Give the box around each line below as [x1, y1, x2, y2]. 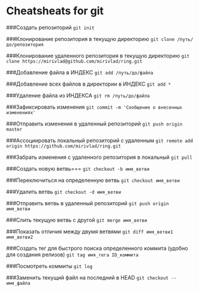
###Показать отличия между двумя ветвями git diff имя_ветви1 [6, 228, 173, 235]
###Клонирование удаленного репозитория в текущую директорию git [6, 52, 189, 59]
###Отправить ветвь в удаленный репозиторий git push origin [6, 199, 169, 206]
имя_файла [6, 280, 31, 286]
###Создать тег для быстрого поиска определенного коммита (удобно [6, 244, 188, 252]
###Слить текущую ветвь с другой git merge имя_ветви [6, 216, 148, 224]
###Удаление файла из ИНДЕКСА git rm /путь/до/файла [6, 92, 150, 99]
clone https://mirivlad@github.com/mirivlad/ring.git [6, 58, 143, 64]
